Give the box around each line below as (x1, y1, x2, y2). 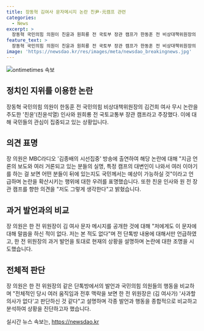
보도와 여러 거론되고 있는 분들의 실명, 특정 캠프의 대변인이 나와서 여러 (17, 163, 181, 170)
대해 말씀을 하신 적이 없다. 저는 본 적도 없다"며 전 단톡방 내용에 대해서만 (6, 230, 176, 238)
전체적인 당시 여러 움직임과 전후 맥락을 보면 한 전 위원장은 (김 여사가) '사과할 (15, 290, 196, 297)
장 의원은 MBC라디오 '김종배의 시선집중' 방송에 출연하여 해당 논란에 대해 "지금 (6, 155, 192, 162)
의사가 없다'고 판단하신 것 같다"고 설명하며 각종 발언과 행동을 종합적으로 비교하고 (6, 297, 197, 305)
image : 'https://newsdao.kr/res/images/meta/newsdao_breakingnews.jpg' (6, 49, 192, 55)
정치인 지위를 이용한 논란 (6, 86, 93, 96)
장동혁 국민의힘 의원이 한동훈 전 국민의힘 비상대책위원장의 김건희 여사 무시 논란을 (6, 103, 199, 110)
